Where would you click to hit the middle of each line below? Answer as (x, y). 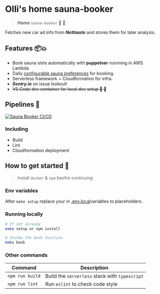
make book (15, 242)
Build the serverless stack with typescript (94, 276)
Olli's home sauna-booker (59, 9)
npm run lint (23, 284)
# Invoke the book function (34, 238)
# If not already (23, 224)
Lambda (20, 68)
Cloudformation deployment (41, 150)
